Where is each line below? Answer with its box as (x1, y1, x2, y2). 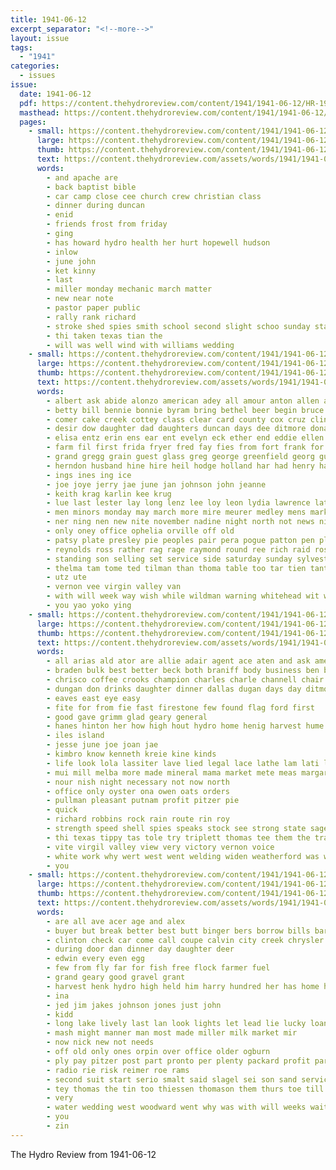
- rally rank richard (46, 312, 137, 322)
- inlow (46, 247, 78, 257)
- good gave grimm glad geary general (46, 712, 208, 722)
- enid (46, 210, 74, 220)
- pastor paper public (46, 303, 141, 313)
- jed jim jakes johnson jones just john (46, 1000, 222, 1010)
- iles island (46, 731, 105, 741)
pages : (19, 117, 47, 127)
